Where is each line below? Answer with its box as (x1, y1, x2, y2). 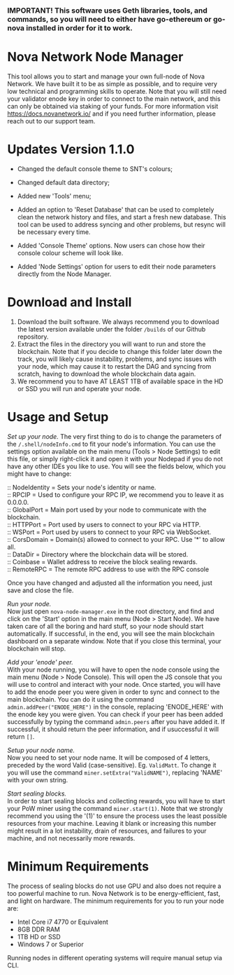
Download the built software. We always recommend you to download (17, 318, 219, 326)
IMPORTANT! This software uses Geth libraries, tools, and (7, 6, 208, 15)
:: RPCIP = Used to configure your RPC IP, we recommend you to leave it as (7, 490, 224, 499)
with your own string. (7, 775, 68, 784)
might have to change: (7, 469, 72, 478)
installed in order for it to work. (25, 23, 133, 33)
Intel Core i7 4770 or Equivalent (17, 918, 108, 926)
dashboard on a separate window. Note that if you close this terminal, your (7, 636, 222, 645)
